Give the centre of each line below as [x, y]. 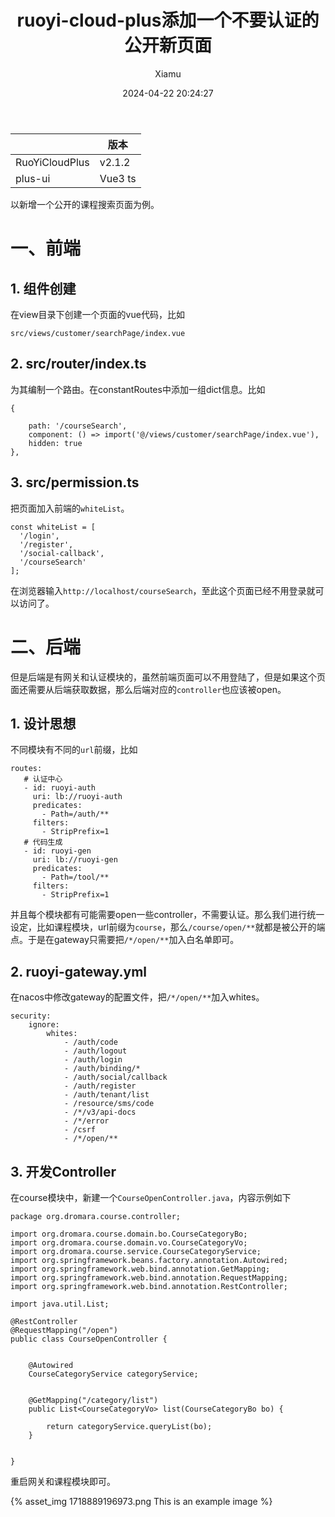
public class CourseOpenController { [89, 1339]
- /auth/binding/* [102, 1069]
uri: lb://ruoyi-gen [75, 860]
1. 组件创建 [43, 288]
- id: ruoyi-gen [57, 851]
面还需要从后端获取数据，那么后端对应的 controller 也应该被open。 [148, 689]
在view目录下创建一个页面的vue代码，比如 [97, 314]
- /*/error [86, 1121]
